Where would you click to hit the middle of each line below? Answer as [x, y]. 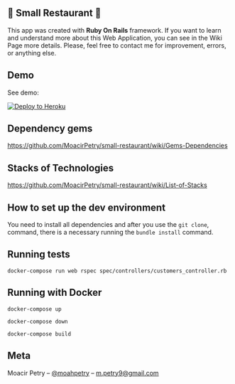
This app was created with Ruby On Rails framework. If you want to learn [114, 30]
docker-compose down [38, 321]
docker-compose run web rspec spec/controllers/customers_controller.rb [117, 271]
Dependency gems [50, 129]
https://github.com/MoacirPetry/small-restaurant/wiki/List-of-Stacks [107, 185]
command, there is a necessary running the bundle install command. [110, 233]
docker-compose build [39, 334]
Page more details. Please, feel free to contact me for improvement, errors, [117, 45]
